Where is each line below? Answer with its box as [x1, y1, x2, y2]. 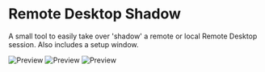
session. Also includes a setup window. [8, 39, 139, 49]
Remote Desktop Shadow [8, 5, 182, 23]
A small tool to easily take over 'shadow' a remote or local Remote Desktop [8, 31, 258, 41]
